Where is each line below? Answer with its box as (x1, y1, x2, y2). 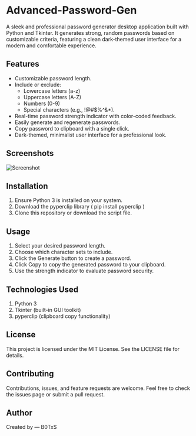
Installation (6, 181, 48, 191)
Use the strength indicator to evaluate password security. (14, 267, 154, 275)
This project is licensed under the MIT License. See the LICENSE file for (6, 345, 180, 352)
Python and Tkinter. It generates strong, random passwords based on (6, 29, 175, 36)
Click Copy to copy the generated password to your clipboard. (14, 261, 166, 268)
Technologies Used (6, 284, 78, 294)
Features (6, 59, 39, 69)
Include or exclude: (14, 81, 62, 88)
